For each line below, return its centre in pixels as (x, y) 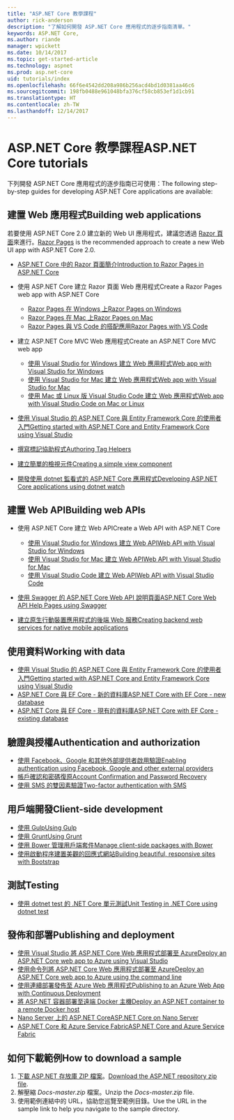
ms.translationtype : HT (42, 99)
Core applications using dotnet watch (71, 486)
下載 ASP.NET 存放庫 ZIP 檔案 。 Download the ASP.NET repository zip (117, 1076)
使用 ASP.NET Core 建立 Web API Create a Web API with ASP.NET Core (119, 528)
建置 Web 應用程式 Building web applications (104, 215)
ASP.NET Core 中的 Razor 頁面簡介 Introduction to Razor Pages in (110, 264)
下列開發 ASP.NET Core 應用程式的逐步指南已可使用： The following (104, 183)
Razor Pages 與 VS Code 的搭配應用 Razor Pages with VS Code (118, 326)
